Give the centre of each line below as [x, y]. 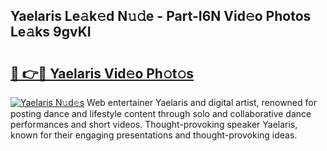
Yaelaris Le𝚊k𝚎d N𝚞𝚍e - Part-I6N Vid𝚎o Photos [161, 16]
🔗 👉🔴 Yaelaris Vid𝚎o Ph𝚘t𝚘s [102, 73]
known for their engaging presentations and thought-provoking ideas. [154, 135]
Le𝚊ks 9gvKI [51, 32]
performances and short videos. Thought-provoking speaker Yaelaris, [154, 124]
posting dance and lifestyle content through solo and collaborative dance [161, 113]
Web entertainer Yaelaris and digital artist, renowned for [201, 102]
